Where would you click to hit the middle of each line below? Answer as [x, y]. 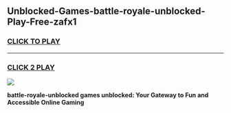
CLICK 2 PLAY [31, 67]
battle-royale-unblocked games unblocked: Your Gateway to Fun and [108, 95]
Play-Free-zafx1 [42, 22]
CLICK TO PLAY [34, 42]
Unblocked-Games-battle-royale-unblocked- [106, 11]
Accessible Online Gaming [46, 102]
